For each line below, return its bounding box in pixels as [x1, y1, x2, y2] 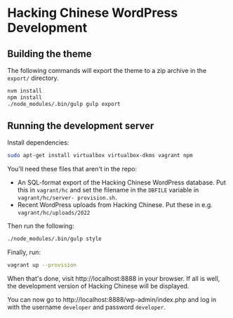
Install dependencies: [7, 138, 69, 147]
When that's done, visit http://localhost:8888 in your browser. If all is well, [7, 274, 220, 283]
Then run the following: [7, 222, 75, 230]
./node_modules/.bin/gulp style [7, 235, 102, 243]
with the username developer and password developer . [7, 303, 166, 312]
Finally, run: [7, 248, 41, 257]
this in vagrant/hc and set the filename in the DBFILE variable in [17, 186, 199, 194]
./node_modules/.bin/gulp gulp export [7, 100, 121, 107]
